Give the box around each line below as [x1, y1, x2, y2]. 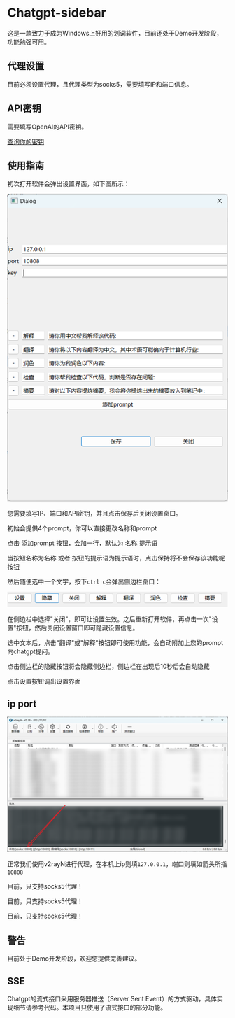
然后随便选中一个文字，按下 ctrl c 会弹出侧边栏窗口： [7, 577, 161, 586]
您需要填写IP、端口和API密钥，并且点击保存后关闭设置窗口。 [7, 509, 183, 517]
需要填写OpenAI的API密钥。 [7, 122, 88, 131]
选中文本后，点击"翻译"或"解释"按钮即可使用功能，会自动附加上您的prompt [7, 639, 224, 647]
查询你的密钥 [7, 137, 44, 146]
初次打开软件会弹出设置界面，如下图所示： [7, 180, 130, 188]
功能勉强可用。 [7, 37, 50, 46]
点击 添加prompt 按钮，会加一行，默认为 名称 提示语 [7, 539, 158, 547]
